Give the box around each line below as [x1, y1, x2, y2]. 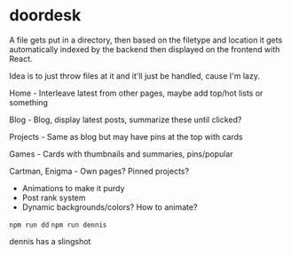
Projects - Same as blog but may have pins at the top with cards [9, 131, 243, 142]
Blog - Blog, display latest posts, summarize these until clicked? [9, 114, 242, 125]
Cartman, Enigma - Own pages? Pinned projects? [9, 166, 189, 176]
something [9, 97, 49, 107]
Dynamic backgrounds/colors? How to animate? [21, 201, 198, 212]
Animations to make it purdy [21, 182, 125, 193]
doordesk [9, 5, 82, 26]
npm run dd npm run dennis [9, 220, 107, 229]
